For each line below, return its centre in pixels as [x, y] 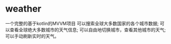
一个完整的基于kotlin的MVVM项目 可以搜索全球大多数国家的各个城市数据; [82, 23]
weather [23, 9]
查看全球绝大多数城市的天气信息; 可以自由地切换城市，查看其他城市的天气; [88, 30]
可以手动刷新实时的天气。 [32, 36]
